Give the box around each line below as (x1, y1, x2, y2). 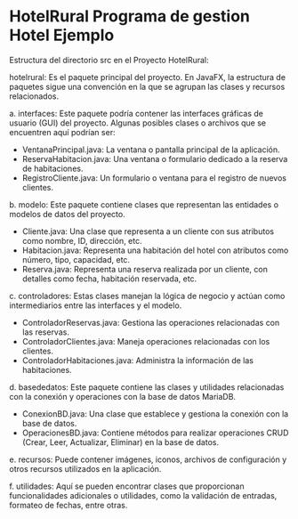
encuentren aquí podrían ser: (9, 126, 116, 137)
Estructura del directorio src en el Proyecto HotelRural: (9, 54, 209, 65)
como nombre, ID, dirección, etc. (21, 235, 142, 246)
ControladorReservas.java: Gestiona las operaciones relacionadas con (21, 317, 280, 328)
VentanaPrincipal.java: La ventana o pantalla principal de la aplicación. (21, 144, 280, 155)
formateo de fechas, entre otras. (9, 499, 128, 510)
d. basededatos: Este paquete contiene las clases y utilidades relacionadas (9, 381, 285, 393)
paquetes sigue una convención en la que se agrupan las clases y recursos (9, 81, 286, 92)
